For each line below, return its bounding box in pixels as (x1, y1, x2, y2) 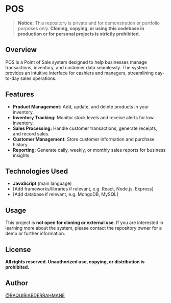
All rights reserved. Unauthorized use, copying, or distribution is (5, 259, 145, 265)
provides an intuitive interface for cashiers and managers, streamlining (5, 70, 154, 76)
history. (12, 141, 29, 148)
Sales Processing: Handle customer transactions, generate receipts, (12, 125, 157, 131)
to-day (5, 75, 19, 81)
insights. (12, 152, 31, 158)
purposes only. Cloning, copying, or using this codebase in (17, 25, 144, 31)
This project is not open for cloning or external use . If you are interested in (5, 219, 163, 226)
